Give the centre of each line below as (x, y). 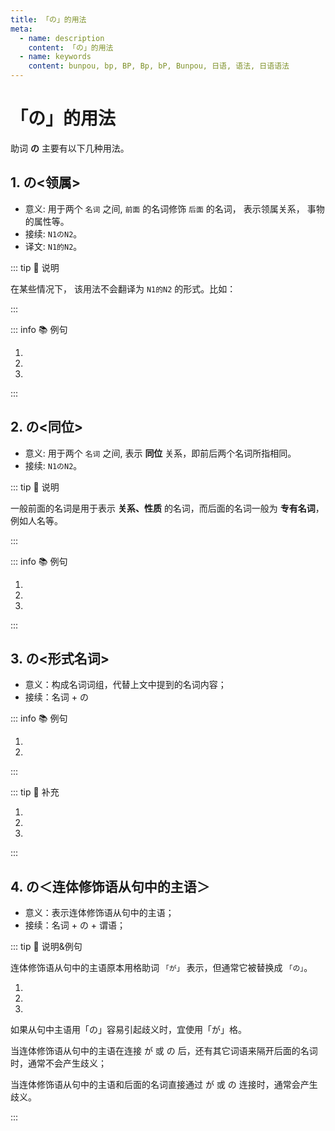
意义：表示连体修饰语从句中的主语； (99, 913)
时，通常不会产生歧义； (58, 1063)
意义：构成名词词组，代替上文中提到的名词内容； (125, 685)
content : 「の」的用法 (71, 47)
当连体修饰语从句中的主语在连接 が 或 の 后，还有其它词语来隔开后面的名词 (164, 1051)
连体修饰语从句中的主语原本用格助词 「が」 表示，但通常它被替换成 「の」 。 (161, 968)
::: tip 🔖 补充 (35, 792)
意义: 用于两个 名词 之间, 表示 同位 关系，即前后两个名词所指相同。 (160, 453)
